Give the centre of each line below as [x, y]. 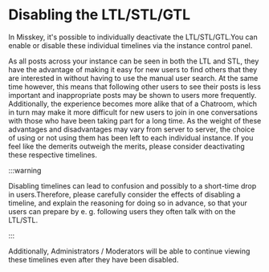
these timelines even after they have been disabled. [94, 259]
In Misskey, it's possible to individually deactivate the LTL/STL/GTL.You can [133, 37]
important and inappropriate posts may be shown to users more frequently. [132, 95]
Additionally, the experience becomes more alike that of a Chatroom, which [133, 104]
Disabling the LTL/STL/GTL [100, 15]
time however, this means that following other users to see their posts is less [134, 87]
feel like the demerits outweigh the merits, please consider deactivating [126, 146]
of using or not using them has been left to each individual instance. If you [131, 137]
